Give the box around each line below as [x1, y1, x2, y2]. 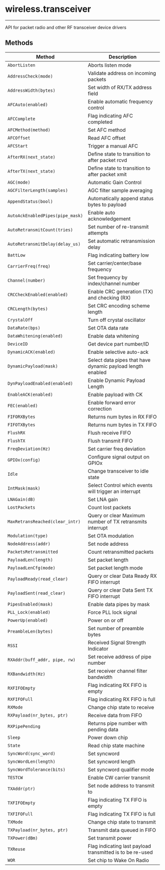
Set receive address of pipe [87, 653, 151, 660]
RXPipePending [7, 723, 41, 729]
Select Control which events [87, 482, 153, 489]
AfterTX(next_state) [7, 168, 55, 174]
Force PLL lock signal [87, 608, 137, 615]
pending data [87, 726, 119, 733]
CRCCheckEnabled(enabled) [7, 292, 68, 297]
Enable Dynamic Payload [87, 377, 145, 383]
